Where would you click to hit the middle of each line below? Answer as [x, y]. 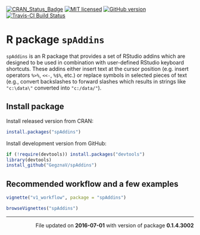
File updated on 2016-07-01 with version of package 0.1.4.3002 [115, 225]
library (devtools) [29, 160]
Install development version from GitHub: [57, 143]
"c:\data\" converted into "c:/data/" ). [54, 88]
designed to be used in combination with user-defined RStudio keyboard [95, 62]
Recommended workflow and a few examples [92, 184]
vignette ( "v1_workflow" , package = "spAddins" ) [66, 198]
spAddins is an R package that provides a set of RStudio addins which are [96, 56]
